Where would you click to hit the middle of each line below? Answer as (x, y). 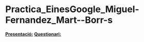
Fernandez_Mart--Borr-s (59, 20)
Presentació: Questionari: (33, 34)
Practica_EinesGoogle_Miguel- (72, 9)
